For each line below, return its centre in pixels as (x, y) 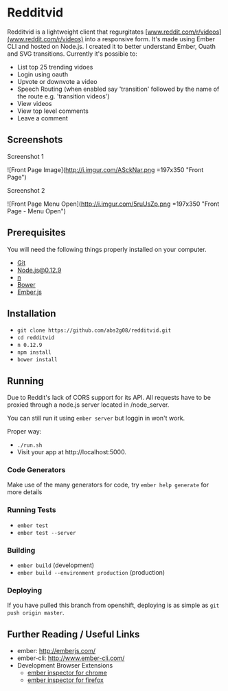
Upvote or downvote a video (57, 81)
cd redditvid (36, 338)
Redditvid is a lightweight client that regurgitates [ (77, 32)
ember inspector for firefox (66, 680)
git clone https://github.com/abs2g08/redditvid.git (94, 331)
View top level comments (53, 111)
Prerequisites (36, 233)
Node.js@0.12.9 (39, 270)
